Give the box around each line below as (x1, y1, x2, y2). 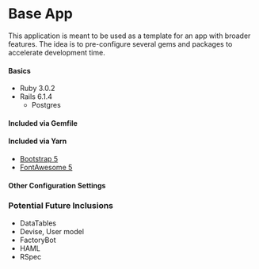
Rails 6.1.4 (19, 92, 53, 101)
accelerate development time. (8, 47, 105, 57)
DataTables (19, 218, 57, 228)
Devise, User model (19, 226, 85, 236)
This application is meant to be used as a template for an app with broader (8, 31, 251, 40)
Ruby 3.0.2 (19, 84, 55, 93)
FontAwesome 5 (19, 162, 73, 172)
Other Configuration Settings (8, 180, 106, 190)
